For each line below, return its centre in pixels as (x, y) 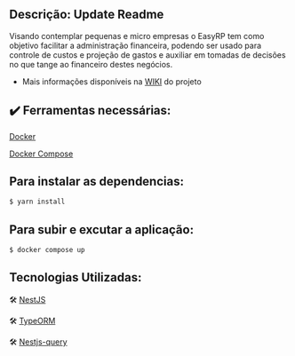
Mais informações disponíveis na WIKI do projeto (112, 81)
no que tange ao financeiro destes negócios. (91, 64)
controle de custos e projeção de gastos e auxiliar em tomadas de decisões (147, 55)
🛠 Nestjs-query (39, 342)
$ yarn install (37, 202)
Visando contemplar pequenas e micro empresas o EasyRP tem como (137, 36)
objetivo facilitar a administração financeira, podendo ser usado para (136, 45)
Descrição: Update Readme (87, 15)
